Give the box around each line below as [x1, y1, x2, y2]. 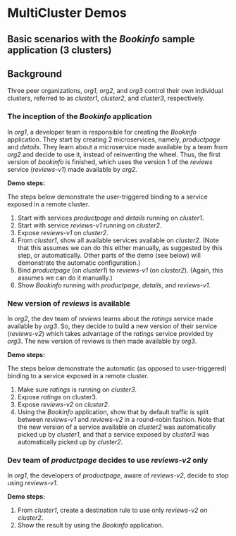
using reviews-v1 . [7, 479, 58, 487]
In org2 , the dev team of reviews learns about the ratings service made [7, 314, 213, 323]
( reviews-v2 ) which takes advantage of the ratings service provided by [7, 329, 213, 337]
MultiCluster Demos [7, 5, 127, 21]
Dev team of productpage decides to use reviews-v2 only [7, 455, 209, 465]
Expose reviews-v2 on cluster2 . [17, 400, 110, 409]
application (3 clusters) [7, 44, 112, 56]
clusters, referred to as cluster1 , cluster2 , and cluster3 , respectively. [7, 94, 205, 103]
